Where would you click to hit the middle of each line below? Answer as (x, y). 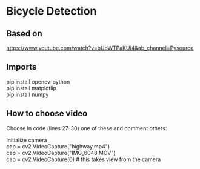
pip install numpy (28, 94)
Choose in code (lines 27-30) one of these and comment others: (87, 128)
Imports (22, 67)
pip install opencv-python (38, 81)
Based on (24, 34)
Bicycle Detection (52, 11)
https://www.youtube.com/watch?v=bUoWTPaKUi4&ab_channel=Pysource (100, 48)
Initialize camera (27, 140)
